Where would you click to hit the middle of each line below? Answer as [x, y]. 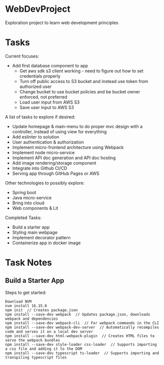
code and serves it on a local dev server [49, 332]
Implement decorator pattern [41, 237]
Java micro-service [32, 197]
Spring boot [24, 192]
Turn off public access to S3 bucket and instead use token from [84, 81]
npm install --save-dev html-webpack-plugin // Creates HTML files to [80, 336]
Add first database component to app [50, 65]
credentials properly [40, 76]
